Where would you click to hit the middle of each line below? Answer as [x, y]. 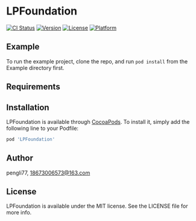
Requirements [33, 87]
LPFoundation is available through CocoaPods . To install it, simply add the [98, 121]
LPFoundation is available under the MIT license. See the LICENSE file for [97, 206]
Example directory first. [35, 68]
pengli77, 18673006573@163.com [48, 173]
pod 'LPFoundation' [31, 139]
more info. [19, 213]
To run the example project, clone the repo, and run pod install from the [97, 61]
